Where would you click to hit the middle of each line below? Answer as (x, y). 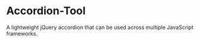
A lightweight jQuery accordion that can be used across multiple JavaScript (100, 27)
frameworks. (22, 33)
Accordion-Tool (46, 11)
